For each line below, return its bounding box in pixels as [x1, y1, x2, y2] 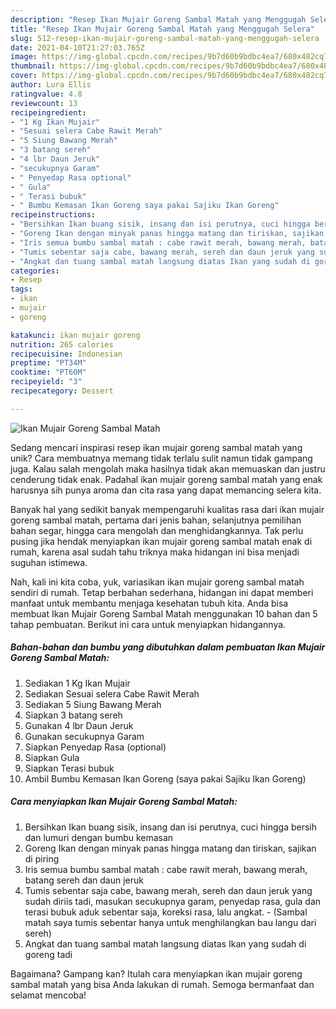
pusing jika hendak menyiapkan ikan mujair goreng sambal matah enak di [10, 535, 313, 547]
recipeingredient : [10, 107, 87, 118]
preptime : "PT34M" [10, 358, 87, 368]
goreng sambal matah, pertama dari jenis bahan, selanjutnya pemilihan [10, 514, 302, 526]
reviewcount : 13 [10, 98, 78, 108]
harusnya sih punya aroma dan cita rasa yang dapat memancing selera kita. [10, 484, 322, 496]
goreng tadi [24, 948, 73, 960]
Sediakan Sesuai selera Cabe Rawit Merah [24, 687, 200, 700]
